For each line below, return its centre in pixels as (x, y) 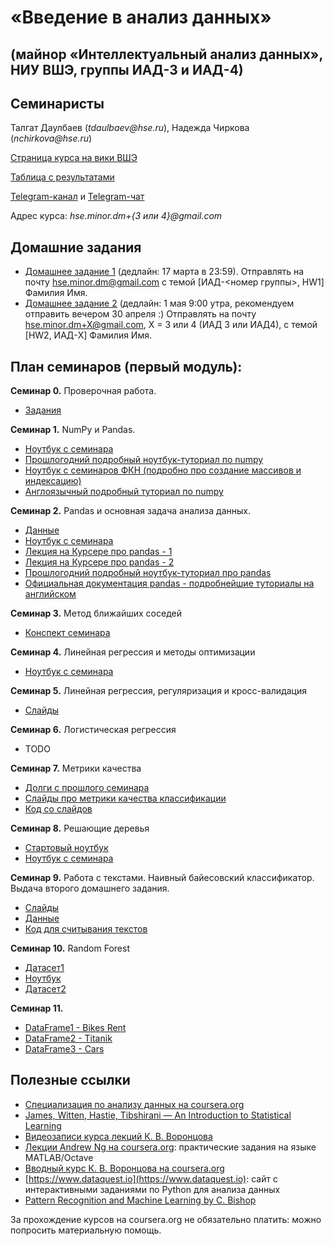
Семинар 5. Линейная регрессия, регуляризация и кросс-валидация (158, 691)
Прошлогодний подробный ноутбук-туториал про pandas (148, 573)
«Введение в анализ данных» (141, 17)
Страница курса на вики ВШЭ (74, 158)
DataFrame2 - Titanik (68, 1038)
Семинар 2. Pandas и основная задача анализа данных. (130, 511)
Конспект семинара (67, 633)
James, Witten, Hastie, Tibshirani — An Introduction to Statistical (158, 1115)
